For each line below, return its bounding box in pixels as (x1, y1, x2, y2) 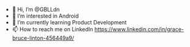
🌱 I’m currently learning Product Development (12, 19, 127, 26)
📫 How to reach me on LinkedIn (12, 26, 93, 33)
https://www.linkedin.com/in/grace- (94, 26, 185, 33)
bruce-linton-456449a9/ (12, 34, 74, 42)
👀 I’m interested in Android (12, 12, 79, 20)
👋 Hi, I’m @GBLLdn (12, 6, 60, 13)
